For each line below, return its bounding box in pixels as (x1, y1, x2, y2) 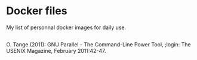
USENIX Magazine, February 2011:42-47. (6, 48, 106, 55)
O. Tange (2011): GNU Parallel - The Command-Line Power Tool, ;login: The (6, 41, 191, 48)
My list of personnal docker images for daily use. (6, 24, 127, 31)
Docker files (6, 4, 67, 18)
